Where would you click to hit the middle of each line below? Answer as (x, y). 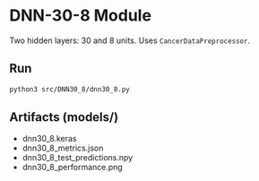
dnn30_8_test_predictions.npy (78, 158)
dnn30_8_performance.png (72, 168)
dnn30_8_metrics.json (63, 148)
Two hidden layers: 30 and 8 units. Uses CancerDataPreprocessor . (130, 40)
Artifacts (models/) (64, 117)
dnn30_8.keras (49, 139)
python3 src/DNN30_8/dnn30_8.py (69, 89)
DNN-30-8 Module (81, 16)
